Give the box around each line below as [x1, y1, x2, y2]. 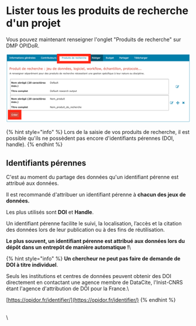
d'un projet [6, 16, 61, 30]
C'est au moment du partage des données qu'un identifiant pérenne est [6, 174, 179, 181]
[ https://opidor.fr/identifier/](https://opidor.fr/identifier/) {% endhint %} [6, 297, 176, 304]
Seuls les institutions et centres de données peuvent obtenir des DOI [6, 273, 171, 280]
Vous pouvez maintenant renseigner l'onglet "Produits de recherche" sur [6, 36, 181, 43]
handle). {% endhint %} [6, 141, 63, 148]
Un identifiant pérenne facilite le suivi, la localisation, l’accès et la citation [6, 220, 182, 227]
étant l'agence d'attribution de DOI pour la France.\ [6, 285, 129, 292]
